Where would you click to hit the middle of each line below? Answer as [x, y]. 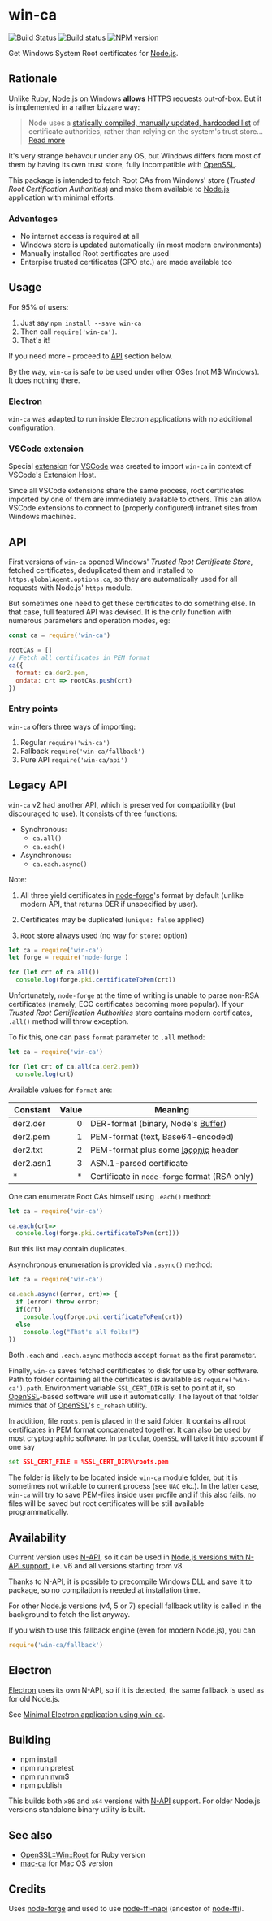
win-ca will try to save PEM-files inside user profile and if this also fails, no [132, 1495]
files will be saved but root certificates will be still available [106, 1503]
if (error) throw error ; [58, 1302]
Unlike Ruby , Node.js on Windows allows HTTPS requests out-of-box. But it [135, 98]
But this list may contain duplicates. [68, 1249]
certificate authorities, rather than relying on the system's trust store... [146, 131]
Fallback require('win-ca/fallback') [82, 751]
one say [22, 1447]
